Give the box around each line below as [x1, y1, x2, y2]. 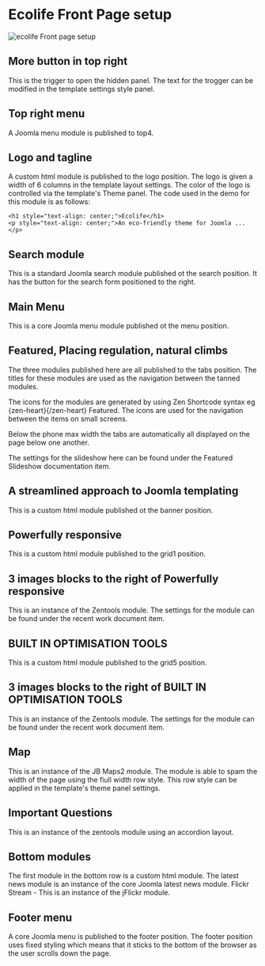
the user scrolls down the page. [8, 949, 112, 958]
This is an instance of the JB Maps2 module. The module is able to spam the [8, 766, 258, 776]
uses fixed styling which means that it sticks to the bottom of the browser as [8, 940, 257, 950]
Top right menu [8, 107, 85, 120]
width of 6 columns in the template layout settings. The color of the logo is [8, 180, 251, 190]
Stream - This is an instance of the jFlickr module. [8, 888, 170, 897]
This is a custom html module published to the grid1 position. [8, 549, 206, 559]
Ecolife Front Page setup [8, 6, 172, 24]
